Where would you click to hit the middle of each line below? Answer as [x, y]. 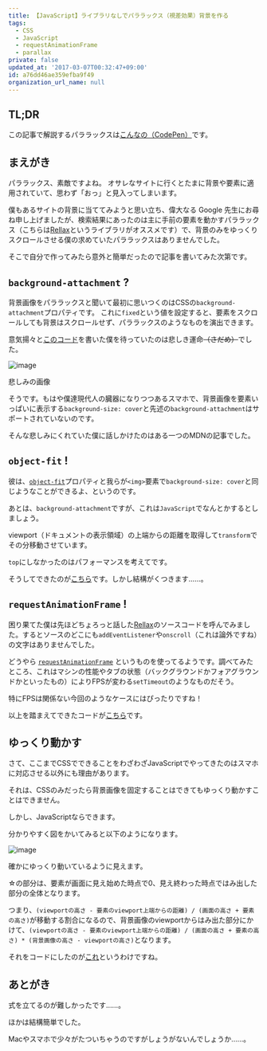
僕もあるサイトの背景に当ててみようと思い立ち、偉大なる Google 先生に [127, 210]
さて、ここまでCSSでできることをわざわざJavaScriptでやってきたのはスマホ [133, 763]
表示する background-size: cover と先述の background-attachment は [144, 408]
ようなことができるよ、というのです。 [78, 491]
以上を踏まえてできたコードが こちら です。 [78, 715]
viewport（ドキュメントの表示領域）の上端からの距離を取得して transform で [133, 535]
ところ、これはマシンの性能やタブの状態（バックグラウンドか [110, 671]
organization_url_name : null [57, 82]
